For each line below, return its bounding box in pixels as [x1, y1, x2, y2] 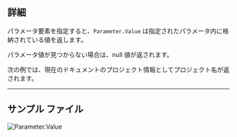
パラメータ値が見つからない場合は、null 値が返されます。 [7, 50, 174, 58]
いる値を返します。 [31, 35, 87, 44]
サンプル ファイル [7, 103, 84, 115]
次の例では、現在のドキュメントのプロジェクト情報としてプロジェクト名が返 [7, 65, 230, 74]
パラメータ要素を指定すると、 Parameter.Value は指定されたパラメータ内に [7, 27, 223, 35]
